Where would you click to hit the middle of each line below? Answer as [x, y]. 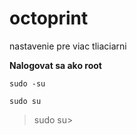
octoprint [49, 18]
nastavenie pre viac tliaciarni [68, 46]
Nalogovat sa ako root [55, 65]
